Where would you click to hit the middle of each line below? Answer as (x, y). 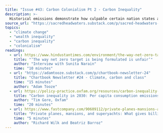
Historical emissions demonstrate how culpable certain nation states (82, 19)
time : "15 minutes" (33, 82)
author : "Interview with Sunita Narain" (55, 64)
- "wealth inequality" (32, 37)
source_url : (17, 23)
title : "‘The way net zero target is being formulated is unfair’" (83, 59)
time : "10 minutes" (33, 69)
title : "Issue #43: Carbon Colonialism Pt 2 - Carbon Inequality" (73, 9)
